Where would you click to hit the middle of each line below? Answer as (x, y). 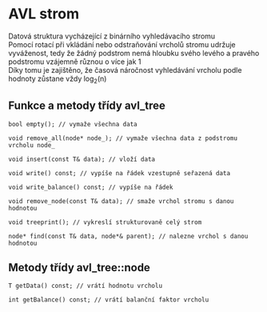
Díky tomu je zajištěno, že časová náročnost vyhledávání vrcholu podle (125, 70)
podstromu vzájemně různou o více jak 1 (75, 62)
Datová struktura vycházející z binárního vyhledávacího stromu (112, 36)
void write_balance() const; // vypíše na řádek (91, 187)
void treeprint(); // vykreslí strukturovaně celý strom (105, 222)
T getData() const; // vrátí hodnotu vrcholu (85, 286)
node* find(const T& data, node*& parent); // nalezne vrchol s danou (128, 236)
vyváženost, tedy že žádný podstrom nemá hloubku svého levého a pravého (134, 53)
